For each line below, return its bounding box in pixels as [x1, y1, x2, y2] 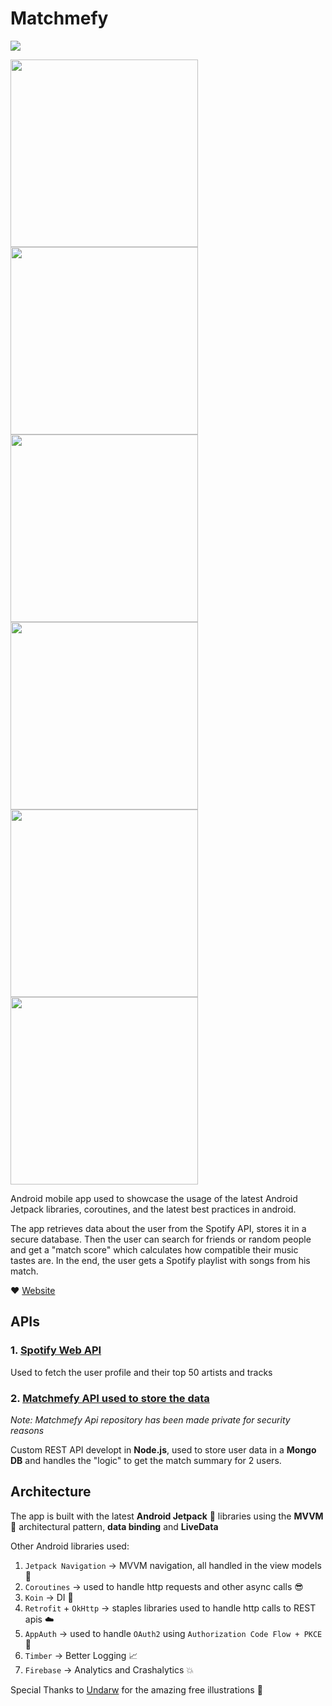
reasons [10, 1424, 45, 1436]
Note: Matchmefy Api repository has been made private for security [10, 1413, 291, 1426]
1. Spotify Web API [10, 1343, 102, 1357]
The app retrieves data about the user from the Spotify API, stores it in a [10, 1222, 307, 1234]
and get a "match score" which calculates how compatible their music [10, 1243, 299, 1256]
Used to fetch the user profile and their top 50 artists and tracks [10, 1366, 273, 1378]
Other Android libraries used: [10, 1540, 130, 1552]
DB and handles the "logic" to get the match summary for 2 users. [10, 1454, 282, 1466]
